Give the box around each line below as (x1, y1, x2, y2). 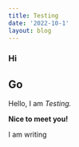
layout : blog (8, 26, 52, 34)
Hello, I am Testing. (8, 99, 72, 109)
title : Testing (8, 11, 59, 20)
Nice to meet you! (8, 114, 69, 124)
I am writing (8, 129, 47, 140)
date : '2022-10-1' (8, 19, 69, 27)
